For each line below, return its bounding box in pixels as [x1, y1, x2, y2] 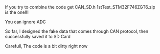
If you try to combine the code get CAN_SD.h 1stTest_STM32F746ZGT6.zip [5, 4, 156, 10]
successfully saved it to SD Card [5, 34, 71, 39]
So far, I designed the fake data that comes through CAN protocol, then [5, 28, 149, 34]
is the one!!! [5, 9, 29, 15]
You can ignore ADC [5, 19, 46, 25]
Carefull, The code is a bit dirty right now [5, 43, 88, 49]
